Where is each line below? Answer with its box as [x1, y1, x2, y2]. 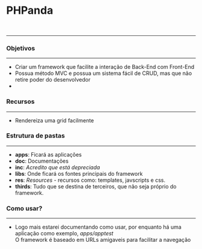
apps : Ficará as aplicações [14, 151, 82, 158]
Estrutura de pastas [6, 131, 65, 140]
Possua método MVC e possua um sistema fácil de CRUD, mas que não [14, 70, 192, 77]
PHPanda [6, 4, 54, 17]
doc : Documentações [14, 157, 69, 164]
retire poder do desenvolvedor [14, 76, 91, 83]
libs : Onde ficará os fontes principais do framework [14, 170, 143, 177]
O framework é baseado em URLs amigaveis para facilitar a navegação [14, 236, 191, 244]
